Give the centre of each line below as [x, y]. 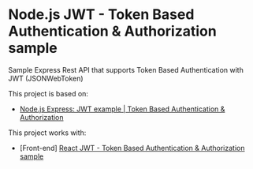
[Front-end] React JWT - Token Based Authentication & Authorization [132, 148]
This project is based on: [48, 93]
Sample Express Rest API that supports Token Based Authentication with [126, 69]
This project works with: [47, 133]
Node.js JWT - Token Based [101, 15]
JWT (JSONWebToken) [46, 78]
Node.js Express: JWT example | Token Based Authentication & [122, 109]
